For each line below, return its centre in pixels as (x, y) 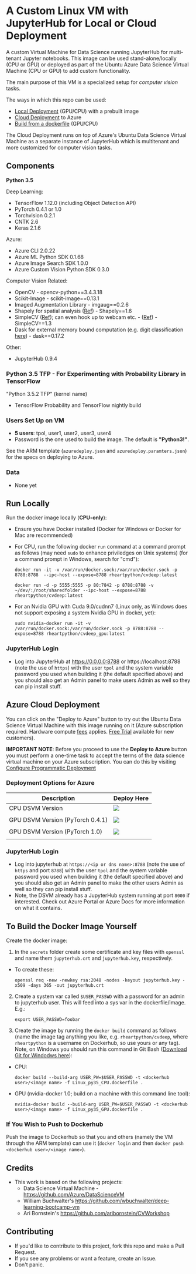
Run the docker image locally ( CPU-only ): (56, 517)
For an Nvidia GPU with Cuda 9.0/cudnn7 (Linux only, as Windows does (101, 607)
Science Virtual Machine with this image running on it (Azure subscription (94, 725)
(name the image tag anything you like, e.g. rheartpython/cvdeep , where (101, 1036)
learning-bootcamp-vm (51, 1207)
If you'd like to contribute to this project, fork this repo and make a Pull (99, 1246)
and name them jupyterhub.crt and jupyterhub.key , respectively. (93, 958)
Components (30, 166)
